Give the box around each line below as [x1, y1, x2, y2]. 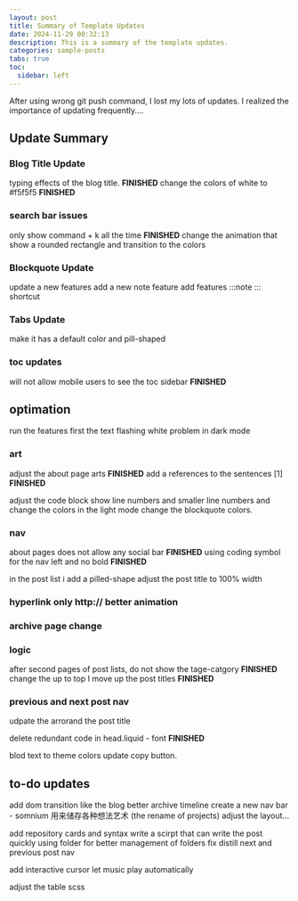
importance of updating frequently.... [9, 104, 144, 116]
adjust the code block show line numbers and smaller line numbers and [9, 495, 270, 505]
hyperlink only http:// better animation [9, 595, 179, 608]
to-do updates [9, 776, 91, 791]
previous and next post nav [9, 696, 130, 709]
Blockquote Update [9, 261, 94, 274]
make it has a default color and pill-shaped [9, 333, 166, 344]
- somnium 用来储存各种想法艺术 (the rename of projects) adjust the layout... [9, 810, 290, 821]
